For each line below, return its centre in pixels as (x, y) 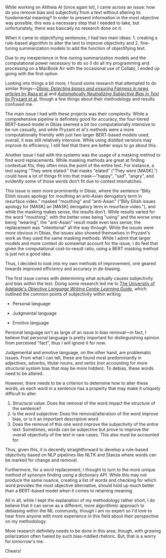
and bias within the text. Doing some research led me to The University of (80, 283)
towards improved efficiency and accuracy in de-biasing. (63, 269)
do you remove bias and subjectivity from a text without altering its (73, 12)
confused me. (19, 104)
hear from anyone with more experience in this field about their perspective (82, 516)
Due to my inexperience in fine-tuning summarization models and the (76, 58)
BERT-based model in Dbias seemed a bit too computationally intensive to (80, 124)
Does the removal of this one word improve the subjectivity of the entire (85, 424)
